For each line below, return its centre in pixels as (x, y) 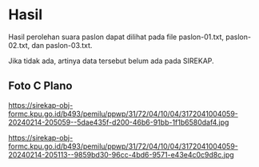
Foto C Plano (40, 86)
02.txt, (19, 45)
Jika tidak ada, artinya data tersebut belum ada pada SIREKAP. (111, 61)
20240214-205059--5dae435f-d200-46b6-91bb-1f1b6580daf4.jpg (119, 122)
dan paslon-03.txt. (62, 45)
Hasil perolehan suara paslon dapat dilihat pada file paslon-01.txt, (116, 37)
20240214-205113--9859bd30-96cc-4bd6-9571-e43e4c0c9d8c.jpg (121, 154)
